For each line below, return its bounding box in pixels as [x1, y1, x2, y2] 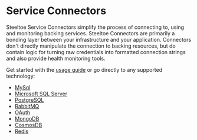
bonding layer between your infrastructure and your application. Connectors [6, 36, 192, 43]
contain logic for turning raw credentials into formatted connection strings [6, 48, 186, 55]
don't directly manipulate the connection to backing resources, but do [6, 42, 176, 49]
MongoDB [14, 115, 40, 122]
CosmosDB [14, 121, 42, 128]
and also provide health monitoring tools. [6, 55, 106, 62]
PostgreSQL [14, 96, 44, 104]
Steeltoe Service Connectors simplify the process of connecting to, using [6, 24, 185, 31]
